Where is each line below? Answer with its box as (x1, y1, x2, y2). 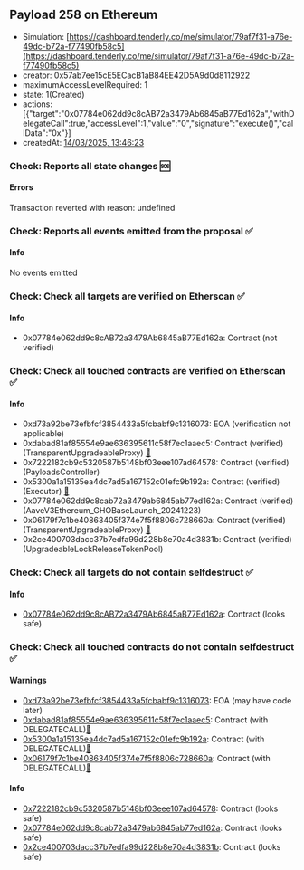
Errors (9, 182, 33, 193)
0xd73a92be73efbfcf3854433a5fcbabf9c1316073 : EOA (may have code (22, 694, 292, 705)
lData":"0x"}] (22, 127, 71, 139)
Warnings (9, 674, 47, 685)
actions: (22, 99, 52, 110)
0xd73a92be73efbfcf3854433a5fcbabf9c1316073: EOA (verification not (22, 418, 291, 429)
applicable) (22, 428, 65, 439)
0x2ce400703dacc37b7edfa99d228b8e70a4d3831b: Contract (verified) (22, 534, 292, 545)
